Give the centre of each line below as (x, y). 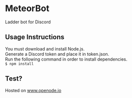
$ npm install (20, 64)
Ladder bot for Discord (28, 22)
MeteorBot (27, 8)
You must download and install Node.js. (45, 49)
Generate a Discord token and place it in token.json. (57, 54)
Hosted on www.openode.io (33, 90)
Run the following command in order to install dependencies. (66, 59)
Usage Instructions (35, 37)
